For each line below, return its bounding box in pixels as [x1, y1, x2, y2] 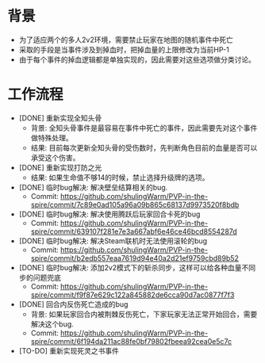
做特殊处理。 [30, 132, 73, 143]
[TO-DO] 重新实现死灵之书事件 [18, 346, 120, 355]
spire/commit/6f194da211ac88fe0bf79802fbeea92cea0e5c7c [30, 336, 232, 346]
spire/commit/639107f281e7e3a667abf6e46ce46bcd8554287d [30, 227, 237, 236]
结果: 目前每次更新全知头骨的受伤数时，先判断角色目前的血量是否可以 [30, 143, 258, 152]
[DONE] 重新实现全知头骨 [18, 113, 102, 123]
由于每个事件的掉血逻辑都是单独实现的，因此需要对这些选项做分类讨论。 [18, 55, 255, 64]
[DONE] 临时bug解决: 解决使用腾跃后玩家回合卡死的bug [18, 209, 201, 219]
